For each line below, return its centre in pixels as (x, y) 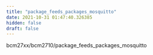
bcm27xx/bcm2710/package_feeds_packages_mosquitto (76, 45)
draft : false (22, 28)
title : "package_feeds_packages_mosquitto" (61, 12)
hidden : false (24, 23)
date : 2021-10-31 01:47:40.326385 (49, 17)
